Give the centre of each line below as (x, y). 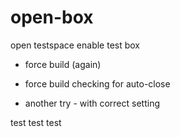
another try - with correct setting (92, 103)
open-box (52, 17)
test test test (36, 122)
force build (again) (63, 64)
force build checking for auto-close (97, 83)
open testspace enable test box (75, 45)
